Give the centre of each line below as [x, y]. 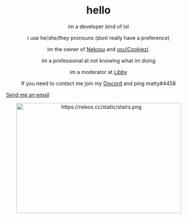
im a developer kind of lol [98, 26]
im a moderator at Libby [98, 72]
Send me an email [28, 95]
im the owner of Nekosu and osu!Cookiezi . [98, 49]
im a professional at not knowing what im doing [98, 60]
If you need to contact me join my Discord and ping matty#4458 [98, 83]
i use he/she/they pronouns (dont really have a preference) [98, 38]
